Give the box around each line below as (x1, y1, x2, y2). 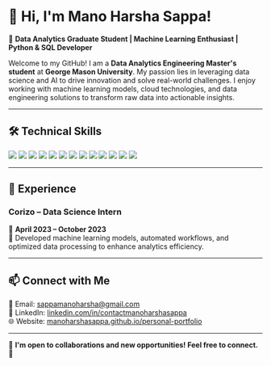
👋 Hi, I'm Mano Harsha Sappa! (8, 7, 212, 26)
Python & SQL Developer (8, 42, 93, 52)
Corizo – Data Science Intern (8, 206, 123, 217)
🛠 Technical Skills (8, 124, 102, 138)
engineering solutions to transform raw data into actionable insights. (8, 92, 236, 102)
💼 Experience (8, 182, 77, 196)
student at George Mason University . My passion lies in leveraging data (8, 66, 250, 76)
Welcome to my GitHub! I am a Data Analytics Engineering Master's (8, 58, 237, 68)
